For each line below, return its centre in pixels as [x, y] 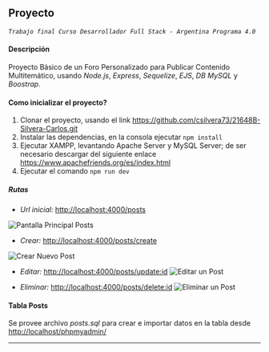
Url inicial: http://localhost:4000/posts [83, 210]
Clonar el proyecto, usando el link [75, 120]
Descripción [29, 49]
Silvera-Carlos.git [49, 129]
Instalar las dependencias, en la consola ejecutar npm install [121, 137]
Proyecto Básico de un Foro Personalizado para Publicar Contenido [119, 67]
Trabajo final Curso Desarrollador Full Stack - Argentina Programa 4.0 [132, 31]
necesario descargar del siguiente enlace [88, 154]
